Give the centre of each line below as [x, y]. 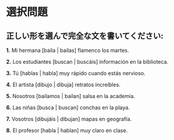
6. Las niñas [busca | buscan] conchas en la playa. [68, 108]
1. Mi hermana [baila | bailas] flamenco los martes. [67, 50]
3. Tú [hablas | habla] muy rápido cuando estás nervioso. [76, 73]
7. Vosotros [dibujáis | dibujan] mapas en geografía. [69, 119]
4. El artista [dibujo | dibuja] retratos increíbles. [63, 84]
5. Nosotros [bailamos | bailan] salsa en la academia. [71, 96]
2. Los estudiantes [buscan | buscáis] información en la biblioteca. [87, 62]
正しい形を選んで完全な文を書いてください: [85, 36]
